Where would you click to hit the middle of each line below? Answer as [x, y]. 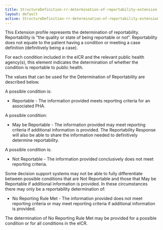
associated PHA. [29, 106]
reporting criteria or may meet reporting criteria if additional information [83, 204]
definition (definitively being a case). [41, 48]
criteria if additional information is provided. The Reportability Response [84, 130]
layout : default [21, 14]
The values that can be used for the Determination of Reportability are [75, 77]
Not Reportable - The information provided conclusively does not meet [83, 159]
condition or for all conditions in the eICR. [47, 223]
